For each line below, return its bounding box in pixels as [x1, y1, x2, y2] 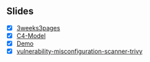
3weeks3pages [16, 23, 61, 32]
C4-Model [16, 31, 46, 40]
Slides [6, 6, 34, 17]
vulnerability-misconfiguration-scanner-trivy [16, 48, 142, 55]
